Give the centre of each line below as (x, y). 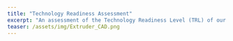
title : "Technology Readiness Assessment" (70, 14)
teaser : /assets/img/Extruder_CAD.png (63, 26)
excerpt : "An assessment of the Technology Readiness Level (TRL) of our (117, 20)
